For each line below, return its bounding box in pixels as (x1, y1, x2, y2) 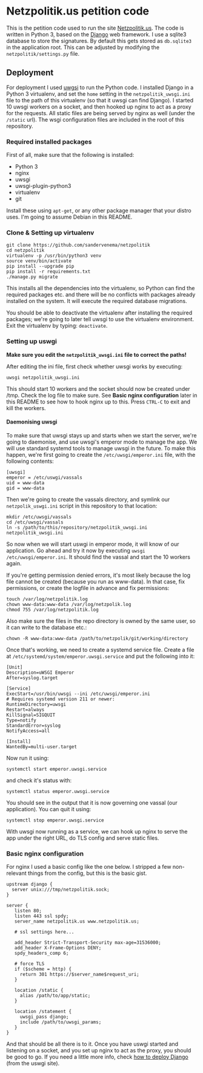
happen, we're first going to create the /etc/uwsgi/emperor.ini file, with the (6, 451, 196, 458)
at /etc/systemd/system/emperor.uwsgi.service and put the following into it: (6, 653, 195, 660)
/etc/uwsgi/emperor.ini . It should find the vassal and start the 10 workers (6, 553, 191, 560)
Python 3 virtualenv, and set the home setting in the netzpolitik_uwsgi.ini (6, 90, 191, 98)
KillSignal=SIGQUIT (6, 712, 56, 718)
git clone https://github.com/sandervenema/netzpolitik (6, 242, 150, 248)
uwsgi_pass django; (19, 1014, 69, 1020)
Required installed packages (6, 138, 92, 146)
